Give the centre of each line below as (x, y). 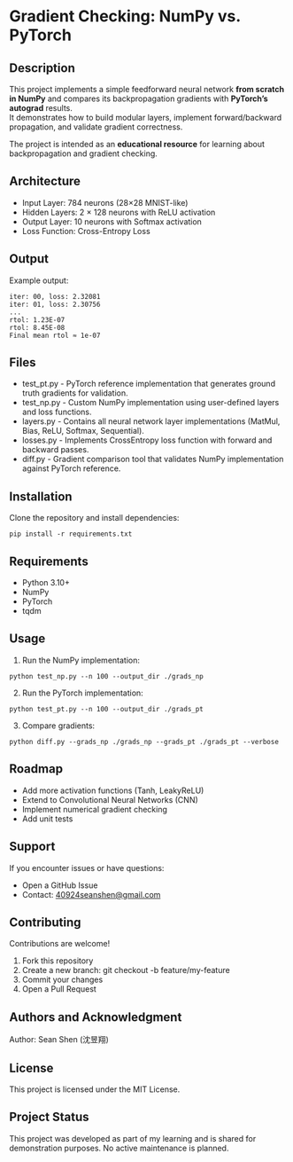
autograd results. (41, 108)
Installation (41, 496)
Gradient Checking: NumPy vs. (125, 16)
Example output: (39, 280)
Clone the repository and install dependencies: (94, 518)
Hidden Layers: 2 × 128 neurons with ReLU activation (119, 212)
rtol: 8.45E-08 (37, 327)
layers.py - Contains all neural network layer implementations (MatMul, (151, 421)
